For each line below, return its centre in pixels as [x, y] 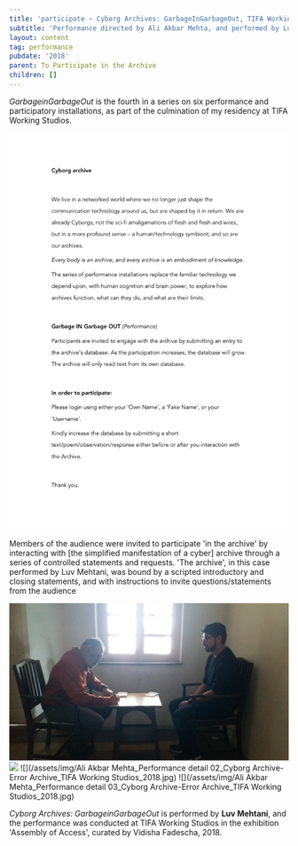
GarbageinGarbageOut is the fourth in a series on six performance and [139, 101]
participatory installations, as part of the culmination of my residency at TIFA [149, 110]
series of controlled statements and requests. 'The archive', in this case [140, 562]
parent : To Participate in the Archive [83, 66]
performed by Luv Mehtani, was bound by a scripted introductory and [137, 571]
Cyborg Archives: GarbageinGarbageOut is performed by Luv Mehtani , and [148, 814]
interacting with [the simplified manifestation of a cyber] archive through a [145, 553]
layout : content [39, 37]
